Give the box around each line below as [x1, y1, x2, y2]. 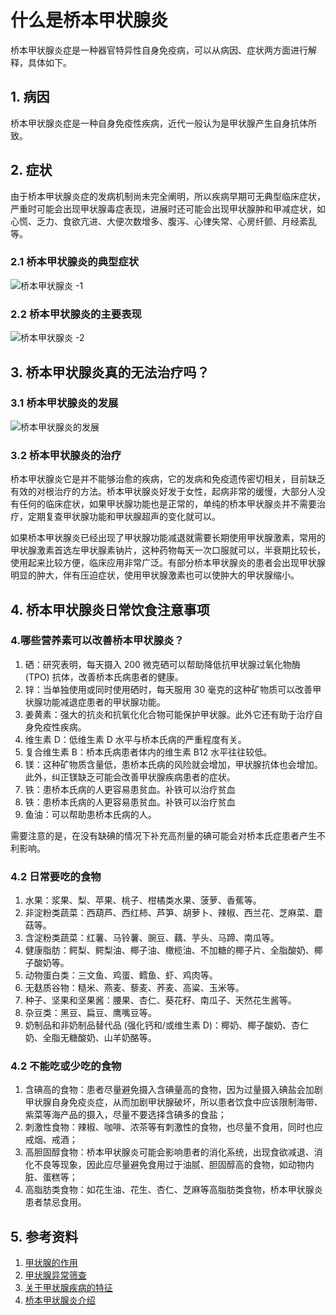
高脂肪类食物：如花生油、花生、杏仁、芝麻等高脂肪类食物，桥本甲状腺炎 [24, 1184, 323, 1196]
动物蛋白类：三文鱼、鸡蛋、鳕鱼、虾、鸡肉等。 [24, 969, 218, 981]
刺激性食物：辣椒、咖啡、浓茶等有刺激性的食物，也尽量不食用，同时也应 [24, 1121, 323, 1133]
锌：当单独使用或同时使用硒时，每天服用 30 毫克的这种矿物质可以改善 [24, 683, 313, 695]
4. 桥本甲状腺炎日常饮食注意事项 [10, 601, 210, 618]
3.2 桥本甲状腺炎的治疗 [10, 448, 122, 462]
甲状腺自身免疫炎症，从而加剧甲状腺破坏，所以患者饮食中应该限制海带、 [24, 1096, 323, 1108]
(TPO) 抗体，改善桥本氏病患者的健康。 [24, 671, 184, 683]
